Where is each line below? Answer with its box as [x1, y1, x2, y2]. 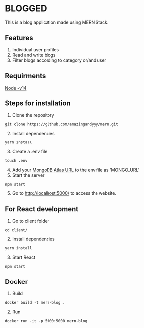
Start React [12, 254, 36, 260]
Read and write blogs [12, 52, 56, 58]
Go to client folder [12, 218, 49, 224]
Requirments [5, 72, 46, 80]
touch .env [5, 158, 28, 163]
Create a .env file [12, 149, 48, 155]
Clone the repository [12, 112, 54, 118]
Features [5, 34, 33, 42]
